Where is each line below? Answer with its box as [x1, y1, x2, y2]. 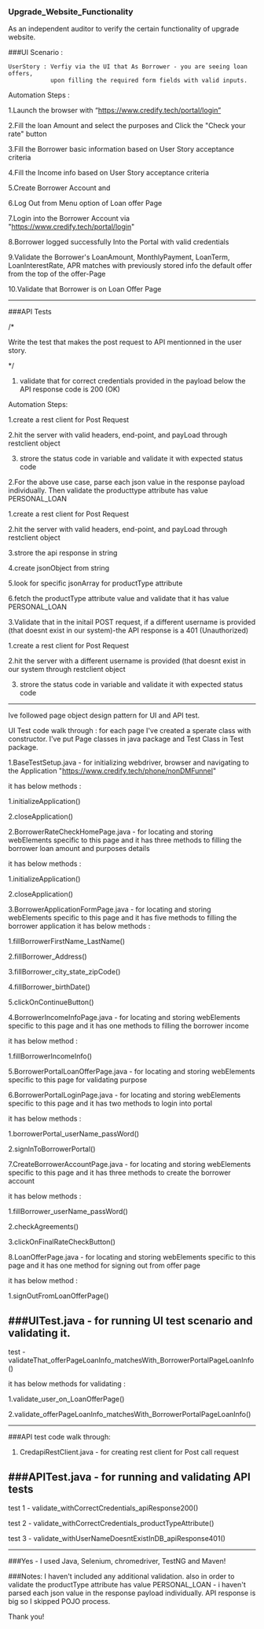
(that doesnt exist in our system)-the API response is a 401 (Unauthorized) [8, 626, 249, 635]
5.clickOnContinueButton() [8, 997, 94, 1007]
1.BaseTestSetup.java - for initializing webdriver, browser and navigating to [8, 758, 250, 768]
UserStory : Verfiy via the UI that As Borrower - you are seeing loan [8, 63, 247, 71]
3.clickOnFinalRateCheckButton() [8, 1237, 116, 1247]
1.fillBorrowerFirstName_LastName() [8, 937, 126, 946]
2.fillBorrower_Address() [8, 952, 88, 961]
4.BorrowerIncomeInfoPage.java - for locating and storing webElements [8, 1013, 241, 1022]
